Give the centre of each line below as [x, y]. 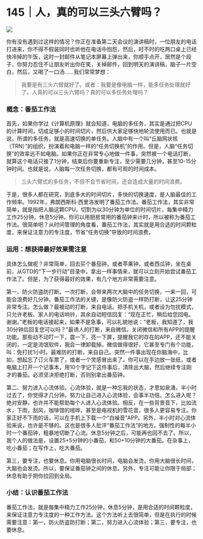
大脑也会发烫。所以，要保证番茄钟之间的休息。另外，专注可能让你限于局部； [101, 468]
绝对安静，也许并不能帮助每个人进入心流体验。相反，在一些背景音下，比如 [99, 403]
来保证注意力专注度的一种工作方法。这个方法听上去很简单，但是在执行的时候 [101, 514]
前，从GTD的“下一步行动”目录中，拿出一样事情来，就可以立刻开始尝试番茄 [99, 271]
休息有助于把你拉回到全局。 [41, 476]
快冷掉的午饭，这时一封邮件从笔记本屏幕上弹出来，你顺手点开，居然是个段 [99, 56]
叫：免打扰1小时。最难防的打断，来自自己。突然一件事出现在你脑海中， [95, 352]
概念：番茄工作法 [31, 109]
